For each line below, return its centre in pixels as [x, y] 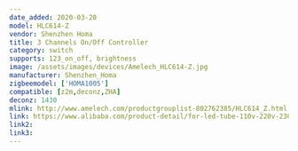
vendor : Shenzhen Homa [51, 34]
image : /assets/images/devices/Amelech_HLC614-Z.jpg [109, 68]
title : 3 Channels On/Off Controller [79, 42]
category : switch [41, 51]
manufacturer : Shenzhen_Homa [63, 75]
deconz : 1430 [33, 100]
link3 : [21, 133]
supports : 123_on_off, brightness [73, 59]
